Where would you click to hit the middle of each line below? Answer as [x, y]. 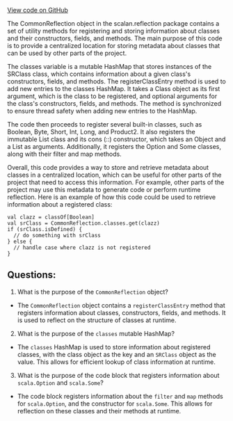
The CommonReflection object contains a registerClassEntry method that [121, 305]
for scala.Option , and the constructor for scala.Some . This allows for [115, 404]
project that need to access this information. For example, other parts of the [116, 182]
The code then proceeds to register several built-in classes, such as [105, 124]
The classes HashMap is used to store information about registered [114, 347]
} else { [20, 241]
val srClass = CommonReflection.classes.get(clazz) [83, 223]
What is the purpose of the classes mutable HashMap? [96, 333]
